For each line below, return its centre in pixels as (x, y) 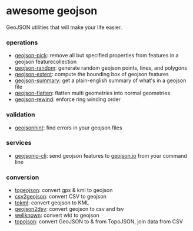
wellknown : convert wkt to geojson (57, 215)
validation (21, 115)
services (19, 143)
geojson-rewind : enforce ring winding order (68, 99)
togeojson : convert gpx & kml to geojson (64, 190)
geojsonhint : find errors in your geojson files (68, 128)
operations (22, 43)
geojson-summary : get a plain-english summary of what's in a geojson (100, 80)
